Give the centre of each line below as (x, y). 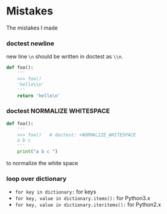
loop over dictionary (36, 178)
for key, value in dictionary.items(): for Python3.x (83, 198)
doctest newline (30, 43)
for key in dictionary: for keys (55, 192)
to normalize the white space (42, 163)
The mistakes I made (32, 28)
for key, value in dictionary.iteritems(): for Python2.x (88, 205)
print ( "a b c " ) (38, 152)
